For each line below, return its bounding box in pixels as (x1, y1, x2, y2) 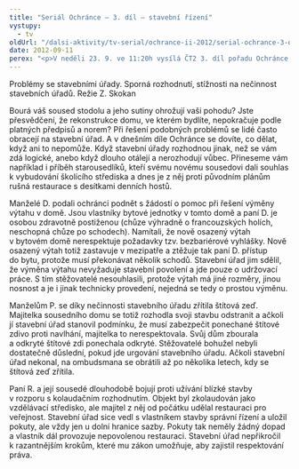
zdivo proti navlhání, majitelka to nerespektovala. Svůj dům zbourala (9, 329, 259, 338)
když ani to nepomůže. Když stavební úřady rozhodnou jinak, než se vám (9, 143, 278, 154)
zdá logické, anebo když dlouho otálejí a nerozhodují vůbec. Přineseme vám (9, 153, 288, 163)
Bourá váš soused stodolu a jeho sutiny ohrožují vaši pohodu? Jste (9, 106, 254, 115)
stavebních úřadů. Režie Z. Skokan (9, 88, 136, 99)
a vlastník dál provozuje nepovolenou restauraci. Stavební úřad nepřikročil (9, 431, 281, 441)
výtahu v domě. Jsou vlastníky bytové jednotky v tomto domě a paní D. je (9, 208, 278, 218)
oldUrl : (9, 37, 38, 47)
